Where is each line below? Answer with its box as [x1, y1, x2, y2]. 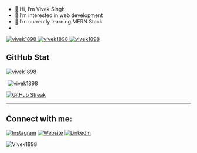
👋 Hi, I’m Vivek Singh [14, 6, 65, 12]
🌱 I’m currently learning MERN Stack [14, 18, 103, 25]
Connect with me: [6, 114, 73, 124]
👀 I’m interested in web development [14, 12, 103, 19]
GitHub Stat [6, 53, 50, 63]
